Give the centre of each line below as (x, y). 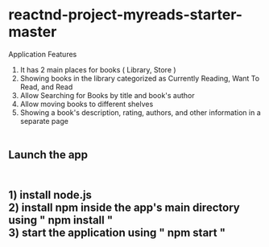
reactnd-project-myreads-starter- (126, 15)
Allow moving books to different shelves (87, 104)
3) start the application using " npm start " (117, 232)
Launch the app (48, 155)
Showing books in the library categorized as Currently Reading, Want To (140, 78)
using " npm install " (61, 220)
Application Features (43, 54)
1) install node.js (50, 195)
